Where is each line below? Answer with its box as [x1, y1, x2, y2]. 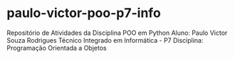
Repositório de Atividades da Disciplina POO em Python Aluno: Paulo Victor [6, 28, 228, 37]
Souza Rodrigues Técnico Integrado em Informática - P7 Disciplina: [6, 36, 204, 44]
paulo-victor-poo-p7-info [6, 5, 161, 21]
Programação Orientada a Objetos [6, 43, 108, 52]
